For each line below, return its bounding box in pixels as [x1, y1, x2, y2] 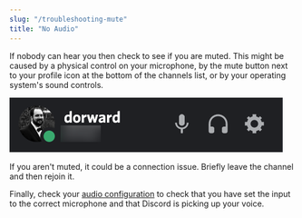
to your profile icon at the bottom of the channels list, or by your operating [9, 69, 287, 81]
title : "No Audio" [9, 24, 79, 34]
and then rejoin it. [9, 171, 75, 182]
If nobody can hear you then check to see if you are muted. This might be [9, 50, 284, 61]
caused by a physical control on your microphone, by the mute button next [9, 60, 288, 71]
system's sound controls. [9, 79, 104, 90]
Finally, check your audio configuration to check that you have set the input [9, 188, 291, 199]
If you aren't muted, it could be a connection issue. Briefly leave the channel [9, 161, 294, 172]
